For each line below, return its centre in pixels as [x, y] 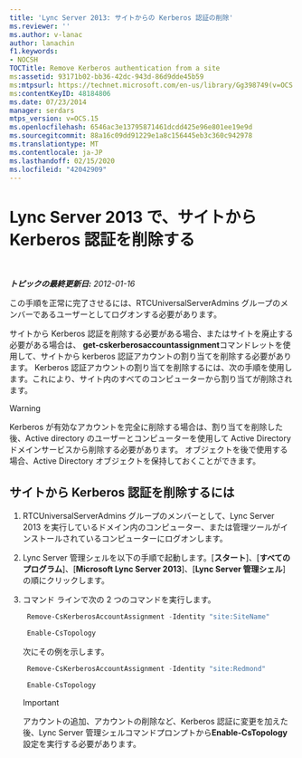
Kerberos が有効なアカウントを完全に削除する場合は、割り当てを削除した [146, 427]
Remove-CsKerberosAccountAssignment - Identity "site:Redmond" [146, 668]
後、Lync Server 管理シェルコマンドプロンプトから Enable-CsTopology [155, 732]
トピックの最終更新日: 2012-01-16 [72, 284]
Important [41, 702]
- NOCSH [24, 60]
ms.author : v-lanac [46, 34]
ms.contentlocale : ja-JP [56, 152]
